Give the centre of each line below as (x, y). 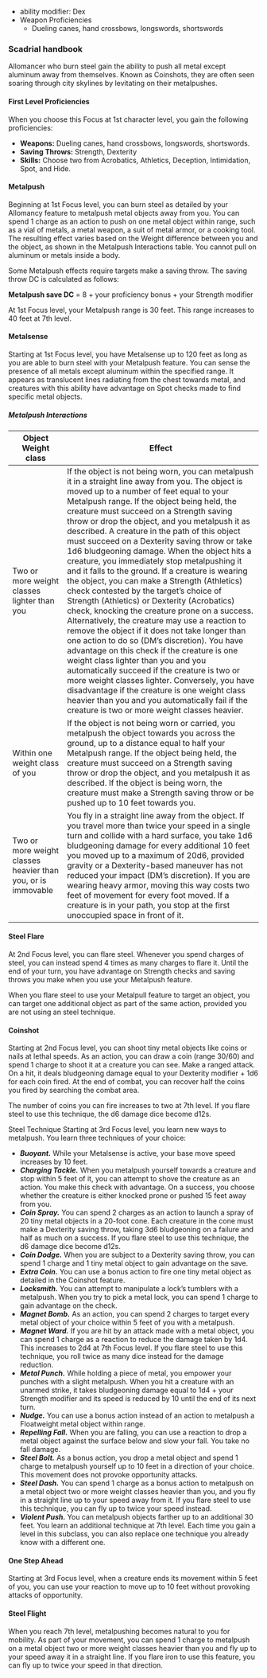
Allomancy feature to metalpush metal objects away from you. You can (124, 213)
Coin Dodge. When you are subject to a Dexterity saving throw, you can (137, 1255)
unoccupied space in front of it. (126, 915)
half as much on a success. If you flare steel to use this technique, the (134, 1238)
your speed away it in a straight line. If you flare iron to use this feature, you (132, 1657)
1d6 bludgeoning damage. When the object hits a (159, 551)
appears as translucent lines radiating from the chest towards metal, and (127, 379)
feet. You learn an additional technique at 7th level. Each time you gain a (137, 1526)
